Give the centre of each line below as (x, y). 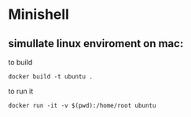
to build (20, 62)
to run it (21, 91)
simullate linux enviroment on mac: (96, 44)
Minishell (39, 15)
